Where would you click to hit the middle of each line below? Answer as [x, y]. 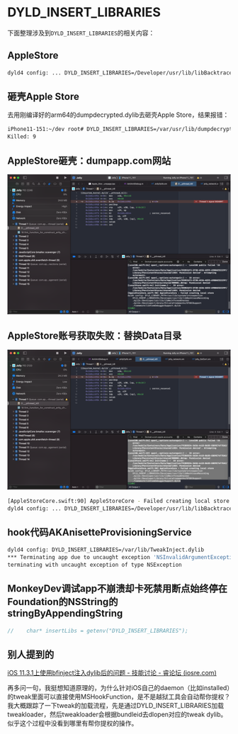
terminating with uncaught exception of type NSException [95, 565]
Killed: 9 [22, 137]
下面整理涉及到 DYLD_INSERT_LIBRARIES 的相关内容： [81, 33]
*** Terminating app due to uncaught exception [79, 558]
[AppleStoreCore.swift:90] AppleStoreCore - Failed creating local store [119, 501]
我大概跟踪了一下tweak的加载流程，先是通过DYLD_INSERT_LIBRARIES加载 [116, 706]
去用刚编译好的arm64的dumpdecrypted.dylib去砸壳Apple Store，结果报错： [118, 115]
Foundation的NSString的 [63, 602]
